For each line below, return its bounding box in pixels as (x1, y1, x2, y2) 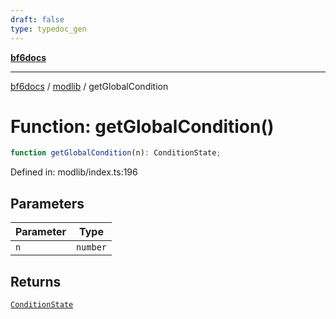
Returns (10, 273, 62, 290)
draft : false (10, 14, 65, 25)
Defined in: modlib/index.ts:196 (10, 166, 138, 178)
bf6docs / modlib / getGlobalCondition (10, 80, 169, 92)
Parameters (10, 195, 85, 212)
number (75, 242, 108, 253)
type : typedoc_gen (10, 24, 87, 34)
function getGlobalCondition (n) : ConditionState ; (10, 148, 222, 158)
